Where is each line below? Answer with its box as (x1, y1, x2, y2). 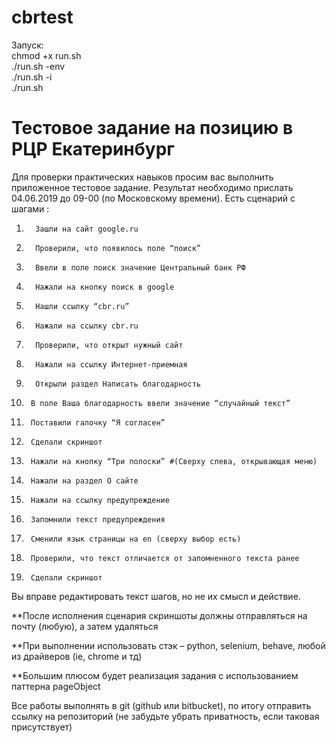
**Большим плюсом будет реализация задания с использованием (11, 669, 299, 681)
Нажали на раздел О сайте (30, 476, 139, 486)
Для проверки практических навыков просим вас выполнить (11, 171, 274, 183)
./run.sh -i (11, 71, 53, 83)
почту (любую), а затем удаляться (11, 620, 159, 632)
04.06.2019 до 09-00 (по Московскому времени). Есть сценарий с (11, 192, 296, 204)
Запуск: (11, 39, 44, 51)
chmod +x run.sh (11, 49, 82, 61)
